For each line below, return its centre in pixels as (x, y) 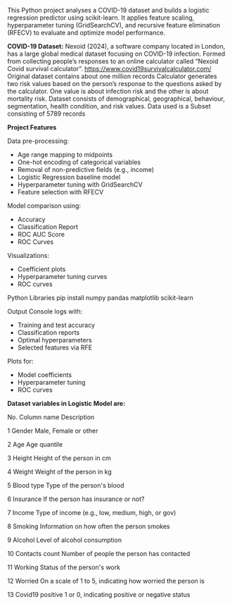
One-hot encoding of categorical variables (79, 162)
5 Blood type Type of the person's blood (66, 485)
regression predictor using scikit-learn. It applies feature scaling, (101, 18)
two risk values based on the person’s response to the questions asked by (115, 84)
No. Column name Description (51, 417)
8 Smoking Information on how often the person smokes (89, 526)
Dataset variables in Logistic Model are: (66, 403)
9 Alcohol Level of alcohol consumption (64, 540)
